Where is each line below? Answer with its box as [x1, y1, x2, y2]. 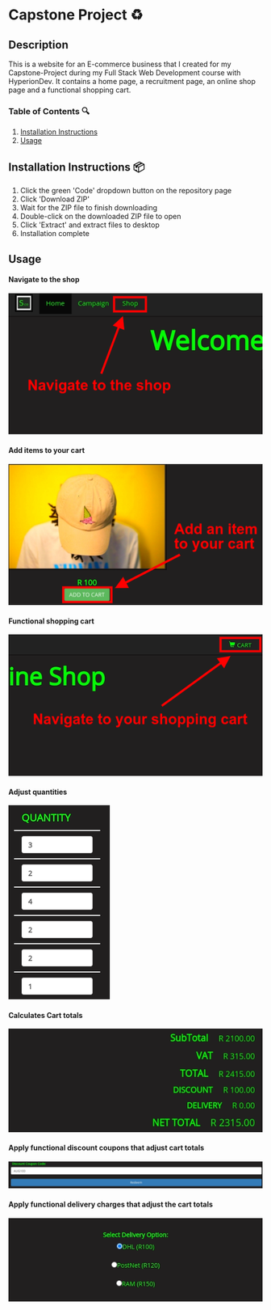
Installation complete [19, 229, 90, 239]
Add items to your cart [8, 445, 85, 454]
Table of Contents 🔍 [8, 105, 90, 116]
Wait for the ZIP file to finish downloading [19, 203, 158, 213]
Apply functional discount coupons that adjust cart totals [8, 1143, 205, 1153]
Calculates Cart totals [8, 1010, 83, 1020]
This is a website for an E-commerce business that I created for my [8, 59, 231, 69]
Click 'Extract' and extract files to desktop [19, 220, 160, 230]
